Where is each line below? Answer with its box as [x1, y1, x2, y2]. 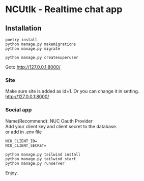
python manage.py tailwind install [5, 152, 81, 157]
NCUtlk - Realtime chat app [5, 4, 123, 15]
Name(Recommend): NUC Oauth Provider [5, 118, 93, 124]
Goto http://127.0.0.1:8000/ [5, 64, 61, 70]
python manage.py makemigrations [5, 42, 76, 47]
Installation [5, 24, 42, 33]
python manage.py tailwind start [5, 156, 76, 161]
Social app [5, 106, 32, 113]
